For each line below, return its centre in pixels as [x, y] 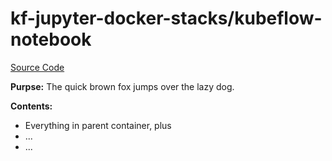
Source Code [37, 67]
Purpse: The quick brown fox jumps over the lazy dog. [122, 86]
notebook [51, 39]
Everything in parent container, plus [98, 125]
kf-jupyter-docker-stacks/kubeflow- [166, 18]
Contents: [31, 106]
